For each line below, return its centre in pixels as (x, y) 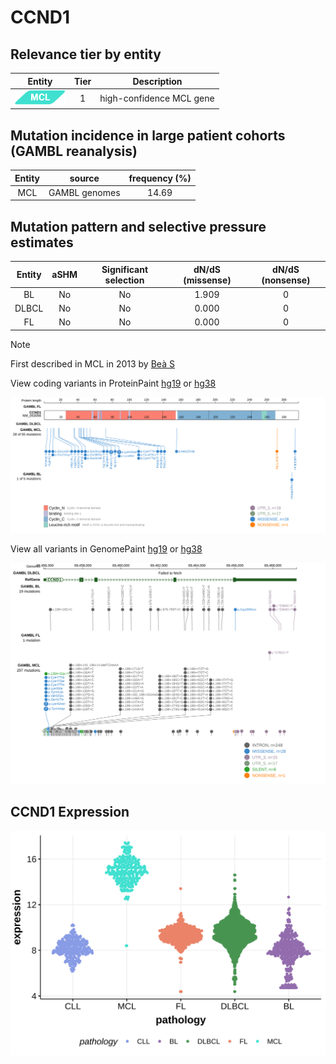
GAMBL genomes (84, 192)
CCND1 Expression (70, 812)
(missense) (207, 280)
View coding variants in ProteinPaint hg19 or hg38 (113, 383)
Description (157, 81)
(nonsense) (286, 280)
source (84, 178)
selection (124, 280)
